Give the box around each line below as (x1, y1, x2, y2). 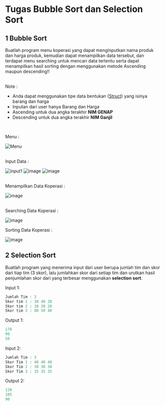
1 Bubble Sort (5, 34, 47, 42)
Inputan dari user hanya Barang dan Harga (12, 104, 99, 109)
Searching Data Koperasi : (5, 208, 59, 213)
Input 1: (5, 285, 20, 291)
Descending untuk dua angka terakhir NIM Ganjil (12, 114, 113, 120)
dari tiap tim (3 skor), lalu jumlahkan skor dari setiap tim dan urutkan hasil (5, 270, 155, 276)
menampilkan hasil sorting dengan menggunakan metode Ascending (5, 63, 146, 69)
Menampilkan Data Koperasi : (5, 183, 66, 189)
